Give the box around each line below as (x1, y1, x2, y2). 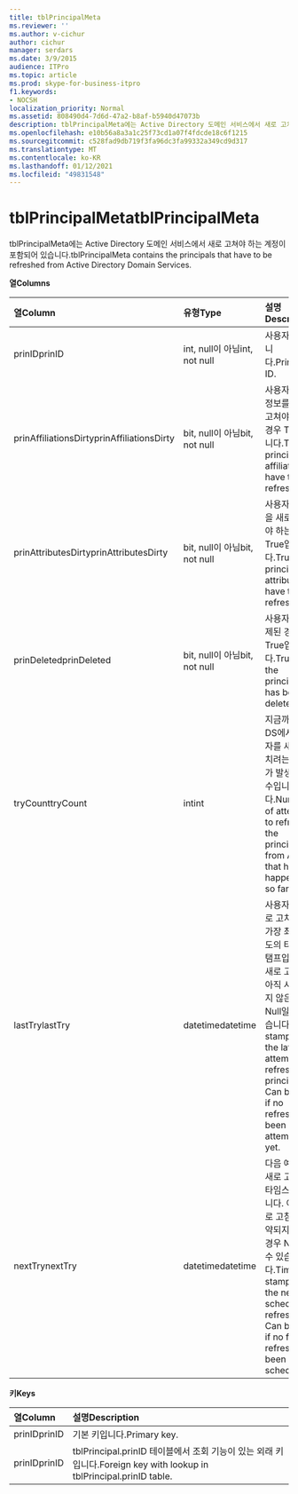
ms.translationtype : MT (9, 145, 98, 154)
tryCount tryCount (13, 797, 87, 810)
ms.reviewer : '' (9, 21, 69, 30)
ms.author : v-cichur (9, 29, 86, 38)
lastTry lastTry (13, 1019, 71, 1032)
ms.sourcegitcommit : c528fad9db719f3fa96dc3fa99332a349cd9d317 (9, 137, 248, 146)
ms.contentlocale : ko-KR (9, 153, 101, 162)
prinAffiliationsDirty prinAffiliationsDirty (13, 432, 176, 445)
